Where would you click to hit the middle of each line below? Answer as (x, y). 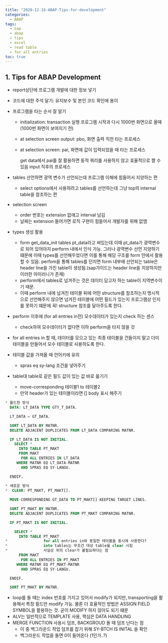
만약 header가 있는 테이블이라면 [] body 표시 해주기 (71, 393)
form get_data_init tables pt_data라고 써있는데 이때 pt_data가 (81, 243)
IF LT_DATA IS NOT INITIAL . (39, 439)
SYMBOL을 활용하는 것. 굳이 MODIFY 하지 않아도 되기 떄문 (70, 610)
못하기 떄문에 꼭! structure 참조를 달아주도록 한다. (74, 306)
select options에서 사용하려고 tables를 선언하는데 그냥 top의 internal (88, 188)
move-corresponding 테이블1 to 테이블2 (60, 387)
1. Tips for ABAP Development (53, 77)
